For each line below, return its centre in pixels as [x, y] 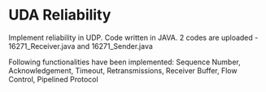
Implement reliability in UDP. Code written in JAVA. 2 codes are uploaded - [133, 37]
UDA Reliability [60, 15]
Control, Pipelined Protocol [54, 79]
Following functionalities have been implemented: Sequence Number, [125, 62]
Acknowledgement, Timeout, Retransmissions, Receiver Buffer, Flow [123, 70]
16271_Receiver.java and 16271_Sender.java [81, 46]
